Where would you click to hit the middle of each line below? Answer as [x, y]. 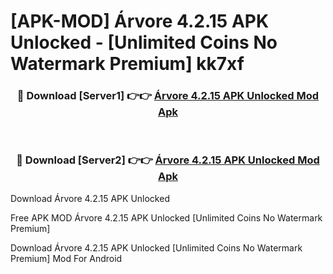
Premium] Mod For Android [66, 258]
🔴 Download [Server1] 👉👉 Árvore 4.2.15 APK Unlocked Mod [168, 96]
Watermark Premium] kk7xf [127, 64]
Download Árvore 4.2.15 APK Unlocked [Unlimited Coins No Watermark [156, 247]
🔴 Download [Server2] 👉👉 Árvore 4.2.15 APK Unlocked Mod [168, 160]
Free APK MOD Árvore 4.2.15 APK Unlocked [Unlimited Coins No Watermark [166, 217]
